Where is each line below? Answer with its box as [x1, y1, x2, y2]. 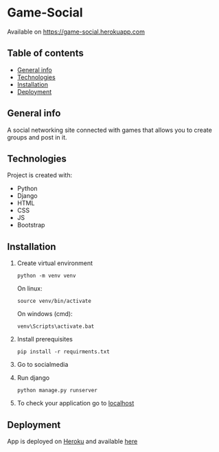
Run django [16, 374, 50, 382]
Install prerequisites [16, 335, 73, 343]
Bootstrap [16, 221, 45, 229]
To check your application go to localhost [16, 399, 135, 407]
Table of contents [7, 47, 84, 59]
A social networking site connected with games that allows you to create [7, 126, 213, 134]
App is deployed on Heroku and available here [7, 438, 138, 445]
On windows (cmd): [16, 310, 73, 318]
